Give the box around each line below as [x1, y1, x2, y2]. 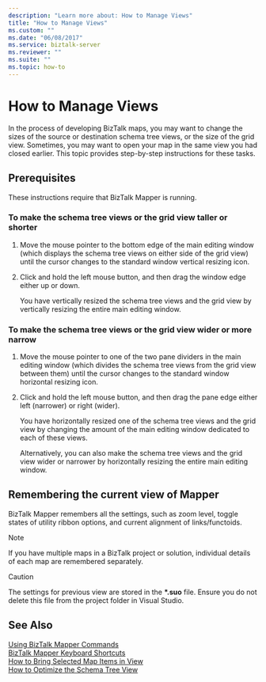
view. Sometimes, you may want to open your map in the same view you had [8, 140, 258, 150]
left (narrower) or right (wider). [19, 401, 120, 411]
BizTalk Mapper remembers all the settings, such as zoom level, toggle [8, 509, 239, 518]
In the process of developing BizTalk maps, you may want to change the [8, 123, 243, 133]
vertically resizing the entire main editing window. [19, 304, 181, 313]
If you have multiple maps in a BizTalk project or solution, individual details [8, 547, 251, 558]
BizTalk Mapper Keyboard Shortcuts [8, 648, 126, 657]
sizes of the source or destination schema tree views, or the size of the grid [8, 131, 255, 141]
